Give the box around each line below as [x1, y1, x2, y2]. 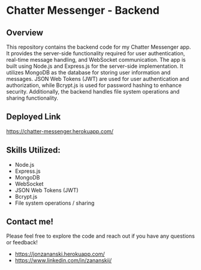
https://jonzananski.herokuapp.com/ [14, 250, 105, 258]
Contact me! [6, 217, 54, 227]
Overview [6, 28, 44, 38]
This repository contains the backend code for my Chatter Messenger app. [6, 43, 191, 50]
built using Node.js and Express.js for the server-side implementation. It [6, 62, 184, 70]
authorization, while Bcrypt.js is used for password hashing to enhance [6, 82, 182, 89]
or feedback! [6, 239, 38, 246]
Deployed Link [6, 112, 61, 122]
